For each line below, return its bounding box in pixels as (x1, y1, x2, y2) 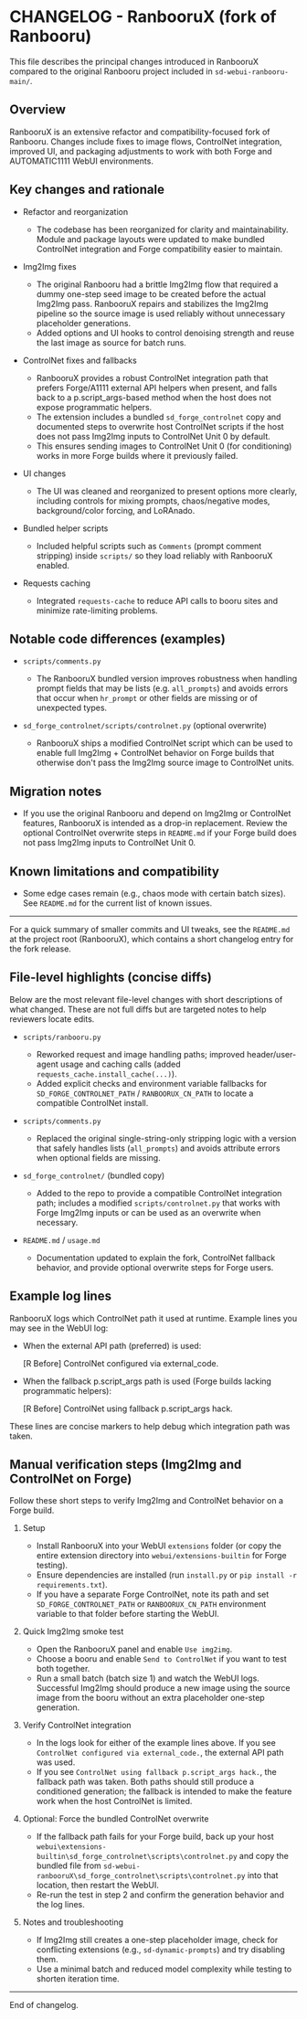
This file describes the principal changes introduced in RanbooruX (9, 56, 259, 67)
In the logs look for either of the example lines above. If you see (36, 1737, 276, 1748)
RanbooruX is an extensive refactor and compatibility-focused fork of (9, 126, 270, 137)
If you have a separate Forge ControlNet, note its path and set (36, 1589, 270, 1600)
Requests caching (22, 578, 91, 589)
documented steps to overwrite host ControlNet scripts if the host (36, 420, 285, 431)
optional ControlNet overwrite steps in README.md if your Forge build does (22, 827, 297, 838)
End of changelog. (9, 2000, 79, 2011)
